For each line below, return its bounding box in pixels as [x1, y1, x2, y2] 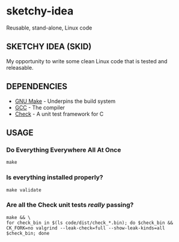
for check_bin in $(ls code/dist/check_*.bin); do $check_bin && [6, 220, 173, 226]
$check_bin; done [6, 230, 50, 236]
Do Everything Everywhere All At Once [6, 146, 121, 154]
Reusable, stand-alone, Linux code [6, 24, 93, 31]
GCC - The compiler [14, 104, 65, 111]
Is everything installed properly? [6, 173, 103, 182]
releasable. [6, 64, 34, 71]
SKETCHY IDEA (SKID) [6, 42, 92, 52]
